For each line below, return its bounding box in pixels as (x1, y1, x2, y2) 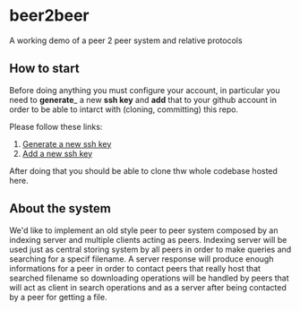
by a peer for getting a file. (9, 291, 107, 302)
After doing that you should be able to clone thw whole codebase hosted (9, 165, 278, 176)
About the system (9, 201, 112, 216)
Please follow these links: (9, 121, 103, 132)
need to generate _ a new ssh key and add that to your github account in (9, 94, 278, 105)
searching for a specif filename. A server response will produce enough (9, 253, 274, 264)
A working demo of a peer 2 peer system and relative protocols (9, 35, 244, 46)
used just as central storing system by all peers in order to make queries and (9, 244, 292, 255)
